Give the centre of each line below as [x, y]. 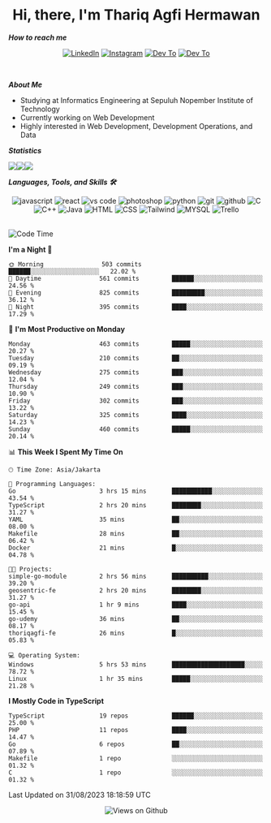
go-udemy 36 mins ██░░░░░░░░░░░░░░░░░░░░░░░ [136, 618]
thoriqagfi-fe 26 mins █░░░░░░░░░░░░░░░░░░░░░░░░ [136, 633]
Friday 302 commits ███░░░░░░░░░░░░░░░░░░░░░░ [136, 401]
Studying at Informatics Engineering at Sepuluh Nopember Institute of [137, 100]
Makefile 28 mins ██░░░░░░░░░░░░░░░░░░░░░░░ [136, 533]
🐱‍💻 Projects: [30, 569]
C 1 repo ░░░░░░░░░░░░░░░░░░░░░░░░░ [136, 773]
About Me [26, 84]
